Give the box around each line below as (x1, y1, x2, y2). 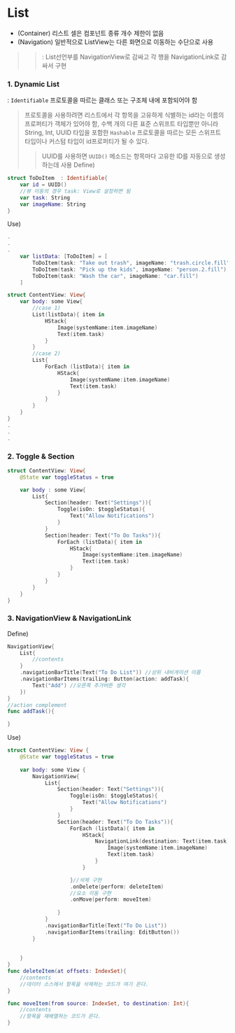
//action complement (7, 701, 68, 708)
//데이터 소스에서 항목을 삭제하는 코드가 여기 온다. (20, 981, 149, 988)
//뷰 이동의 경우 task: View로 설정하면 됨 (20, 188, 131, 195)
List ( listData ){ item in (32, 311, 105, 318)
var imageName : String (20, 201, 86, 208)
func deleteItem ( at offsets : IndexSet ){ (7, 968, 127, 975)
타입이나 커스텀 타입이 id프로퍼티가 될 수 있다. (24, 137, 150, 146)
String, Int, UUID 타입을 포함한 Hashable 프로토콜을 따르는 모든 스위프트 (24, 128, 222, 137)
